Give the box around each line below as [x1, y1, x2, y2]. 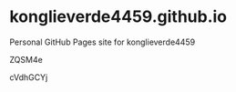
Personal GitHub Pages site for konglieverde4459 [9, 36, 196, 47]
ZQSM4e [9, 54, 43, 65]
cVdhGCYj [9, 71, 48, 83]
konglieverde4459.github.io [9, 6, 228, 27]
